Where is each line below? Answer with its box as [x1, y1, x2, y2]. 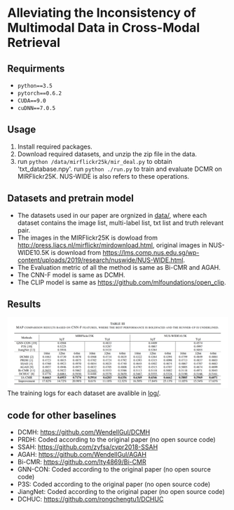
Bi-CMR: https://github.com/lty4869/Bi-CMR [17, 457, 146, 467]
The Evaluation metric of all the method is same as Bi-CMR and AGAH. [17, 263, 221, 271]
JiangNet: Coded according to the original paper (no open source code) [17, 488, 226, 496]
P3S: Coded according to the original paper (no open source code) [17, 480, 211, 488]
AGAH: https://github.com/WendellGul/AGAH [17, 450, 147, 459]
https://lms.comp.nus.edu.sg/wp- [102, 248, 200, 256]
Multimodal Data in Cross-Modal [7, 20, 200, 36]
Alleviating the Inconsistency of [7, 5, 196, 21]
